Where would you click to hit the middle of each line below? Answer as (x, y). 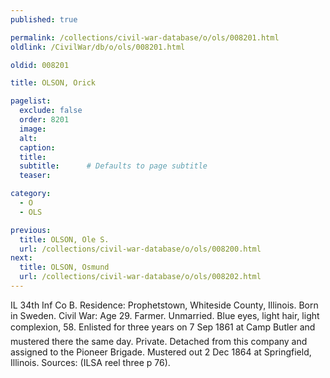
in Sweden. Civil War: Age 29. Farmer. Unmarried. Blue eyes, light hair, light (165, 315)
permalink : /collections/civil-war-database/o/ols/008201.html (145, 37)
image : (33, 129)
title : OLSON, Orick (53, 83)
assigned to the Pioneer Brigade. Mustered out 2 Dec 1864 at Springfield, (161, 352)
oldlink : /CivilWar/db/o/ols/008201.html (98, 47)
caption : (37, 147)
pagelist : (31, 101)
